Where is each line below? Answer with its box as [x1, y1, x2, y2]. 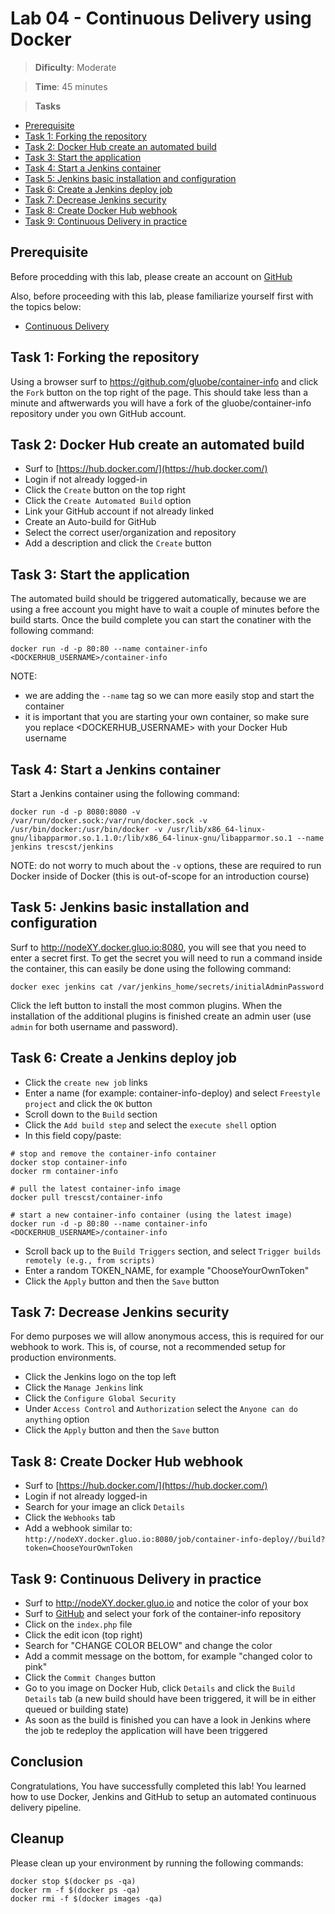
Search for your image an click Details [24, 1501, 185, 1513]
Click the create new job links [24, 1076, 148, 1088]
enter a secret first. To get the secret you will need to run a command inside [10, 952, 323, 964]
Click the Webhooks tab [24, 1512, 116, 1524]
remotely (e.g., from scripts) [24, 1255, 156, 1266]
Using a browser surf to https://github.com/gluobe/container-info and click [10, 375, 319, 387]
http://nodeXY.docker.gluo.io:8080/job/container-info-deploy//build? [24, 1535, 326, 1545]
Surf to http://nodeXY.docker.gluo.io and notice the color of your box [24, 1597, 309, 1609]
